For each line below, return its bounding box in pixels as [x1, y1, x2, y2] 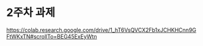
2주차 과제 [6, 6, 56, 20]
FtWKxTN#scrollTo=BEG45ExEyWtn [6, 33, 97, 40]
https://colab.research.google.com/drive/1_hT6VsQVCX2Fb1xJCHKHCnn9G [6, 26, 197, 34]
